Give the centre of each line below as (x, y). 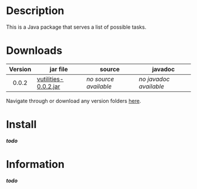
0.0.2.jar (49, 86)
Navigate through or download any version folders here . (74, 101)
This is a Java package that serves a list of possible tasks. (76, 27)
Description (35, 11)
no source (100, 79)
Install (21, 125)
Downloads (34, 51)
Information (35, 164)
